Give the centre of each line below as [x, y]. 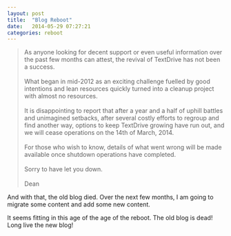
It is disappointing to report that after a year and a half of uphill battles [123, 111]
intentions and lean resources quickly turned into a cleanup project [119, 89]
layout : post [26, 13]
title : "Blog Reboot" [40, 20]
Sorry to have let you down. [63, 169]
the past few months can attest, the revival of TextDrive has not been [122, 60]
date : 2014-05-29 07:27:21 [49, 26]
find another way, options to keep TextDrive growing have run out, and [124, 125]
